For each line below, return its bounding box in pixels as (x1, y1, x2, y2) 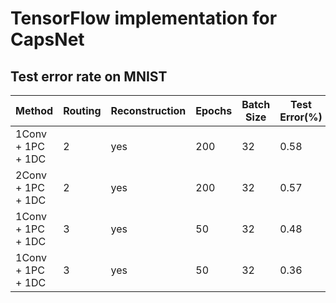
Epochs (195, 104, 233, 117)
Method (15, 104, 54, 117)
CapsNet (10, 28, 85, 51)
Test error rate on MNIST (10, 68, 168, 85)
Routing (63, 104, 102, 117)
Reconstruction (110, 104, 187, 117)
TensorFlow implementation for (10, 7, 278, 30)
